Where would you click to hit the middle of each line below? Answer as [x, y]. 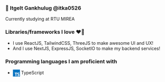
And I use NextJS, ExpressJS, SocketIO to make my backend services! [86, 48]
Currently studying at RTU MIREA [40, 19]
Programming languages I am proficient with [61, 61]
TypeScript [32, 72]
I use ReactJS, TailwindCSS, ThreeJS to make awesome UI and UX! [83, 43]
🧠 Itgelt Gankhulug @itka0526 [43, 8]
